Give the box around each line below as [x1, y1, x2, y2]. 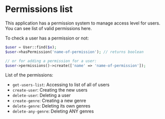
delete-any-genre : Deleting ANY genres [12, 108, 94, 114]
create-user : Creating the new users [12, 87, 88, 93]
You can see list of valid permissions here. [5, 25, 92, 31]
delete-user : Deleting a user [12, 92, 71, 98]
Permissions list [5, 3, 73, 15]
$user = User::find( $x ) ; [5, 44, 57, 49]
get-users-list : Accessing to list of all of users [12, 81, 110, 88]
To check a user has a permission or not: [5, 35, 89, 41]
